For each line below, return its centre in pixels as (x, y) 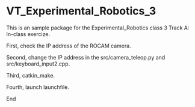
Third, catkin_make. (31, 75)
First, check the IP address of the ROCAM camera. (69, 46)
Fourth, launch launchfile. (38, 87)
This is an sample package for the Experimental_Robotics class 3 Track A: (98, 28)
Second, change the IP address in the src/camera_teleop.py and (86, 57)
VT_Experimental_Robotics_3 (81, 11)
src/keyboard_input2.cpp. (38, 64)
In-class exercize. (28, 34)
